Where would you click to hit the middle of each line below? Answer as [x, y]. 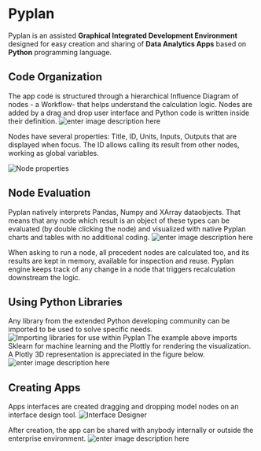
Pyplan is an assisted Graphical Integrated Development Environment [123, 35]
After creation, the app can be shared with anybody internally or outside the [131, 431]
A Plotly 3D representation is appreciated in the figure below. [107, 354]
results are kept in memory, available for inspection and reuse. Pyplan [121, 261]
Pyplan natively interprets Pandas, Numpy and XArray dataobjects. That [125, 212]
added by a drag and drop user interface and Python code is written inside [129, 113]
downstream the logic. [44, 277]
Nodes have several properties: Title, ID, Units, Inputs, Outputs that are [123, 136]
